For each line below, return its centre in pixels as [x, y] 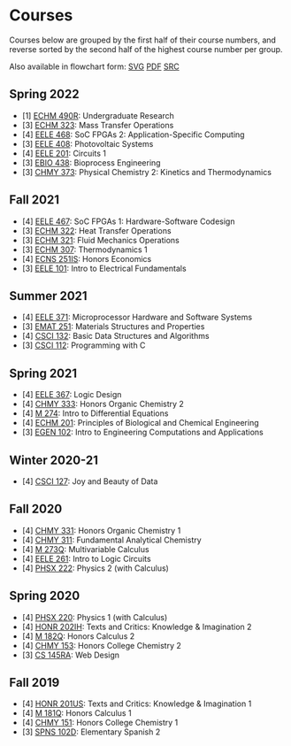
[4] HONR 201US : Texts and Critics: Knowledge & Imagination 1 [137, 704]
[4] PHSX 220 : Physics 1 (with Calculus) [95, 617]
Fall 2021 [34, 200]
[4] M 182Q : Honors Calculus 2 [78, 636]
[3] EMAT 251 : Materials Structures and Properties [113, 327]
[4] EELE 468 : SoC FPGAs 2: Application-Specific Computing [133, 135]
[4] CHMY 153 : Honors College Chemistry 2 [101, 645]
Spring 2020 [45, 596]
